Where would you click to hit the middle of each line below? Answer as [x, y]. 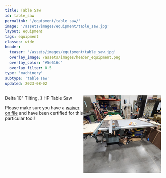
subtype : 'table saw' [27, 78]
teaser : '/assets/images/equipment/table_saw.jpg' [63, 52]
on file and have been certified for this [44, 113]
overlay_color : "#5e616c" [36, 63]
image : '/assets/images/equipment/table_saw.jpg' [57, 26]
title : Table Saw [23, 10]
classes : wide [20, 42]
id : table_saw [20, 16]
